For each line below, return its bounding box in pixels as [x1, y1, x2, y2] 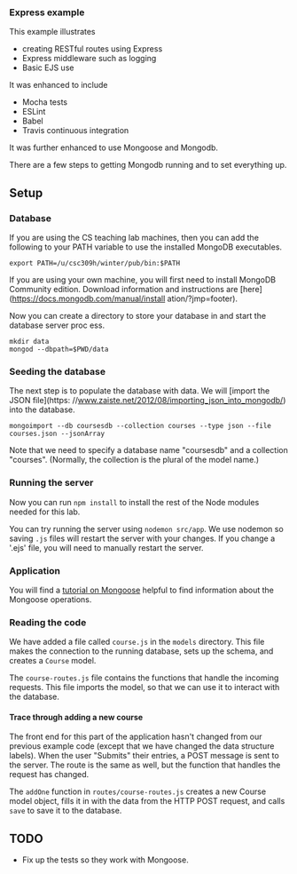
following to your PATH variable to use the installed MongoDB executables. [9, 242, 282, 252]
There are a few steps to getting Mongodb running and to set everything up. [9, 160, 287, 171]
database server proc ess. [9, 320, 105, 330]
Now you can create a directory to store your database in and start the [9, 310, 267, 321]
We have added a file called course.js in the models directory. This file [9, 637, 265, 648]
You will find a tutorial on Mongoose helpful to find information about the [9, 584, 275, 595]
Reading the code [9, 616, 87, 628]
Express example [9, 6, 85, 19]
